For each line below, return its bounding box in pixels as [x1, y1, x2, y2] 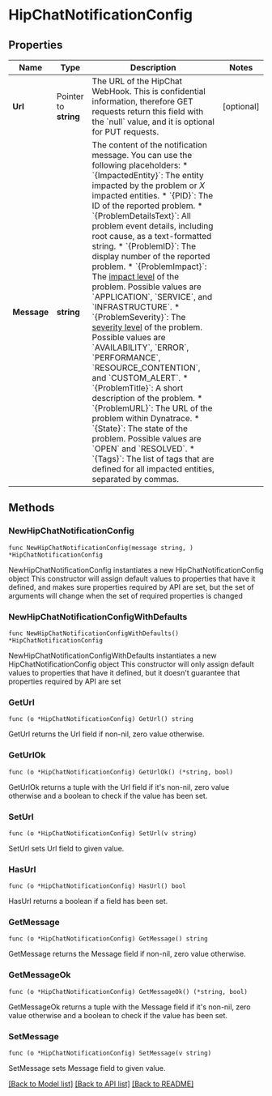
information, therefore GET [91, 96, 193, 107]
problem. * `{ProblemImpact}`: [91, 261, 207, 272]
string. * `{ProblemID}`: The [91, 241, 197, 252]
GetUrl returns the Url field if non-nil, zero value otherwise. [8, 729, 205, 739]
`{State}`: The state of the [91, 423, 189, 434]
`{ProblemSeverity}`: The [91, 312, 186, 322]
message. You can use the [91, 150, 193, 160]
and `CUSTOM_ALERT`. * [91, 373, 189, 383]
